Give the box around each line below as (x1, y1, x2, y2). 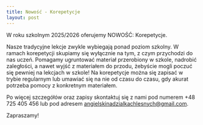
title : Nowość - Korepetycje (6, 8, 80, 15)
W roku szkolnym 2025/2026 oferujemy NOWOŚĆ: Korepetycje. (6, 31, 168, 38)
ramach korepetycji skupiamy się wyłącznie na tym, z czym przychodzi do (6, 49, 193, 56)
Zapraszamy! (6, 112, 40, 119)
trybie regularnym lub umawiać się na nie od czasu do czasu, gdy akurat (6, 75, 189, 83)
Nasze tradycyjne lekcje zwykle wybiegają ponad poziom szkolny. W (6, 43, 179, 50)
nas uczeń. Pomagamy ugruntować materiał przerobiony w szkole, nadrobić (6, 56, 197, 63)
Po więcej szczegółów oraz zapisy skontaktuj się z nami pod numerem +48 (6, 93, 195, 101)
